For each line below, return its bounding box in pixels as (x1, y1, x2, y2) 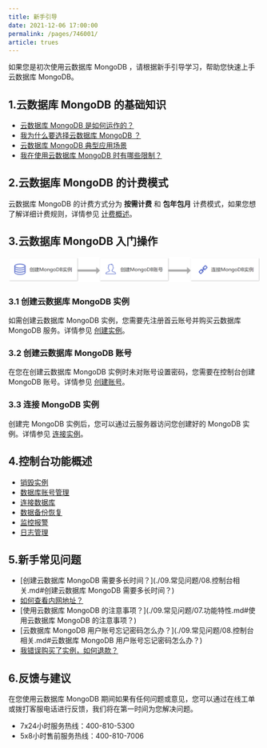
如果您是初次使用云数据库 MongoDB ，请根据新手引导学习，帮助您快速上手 (8, 62, 256, 72)
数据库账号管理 (19, 487, 70, 497)
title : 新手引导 (8, 13, 58, 21)
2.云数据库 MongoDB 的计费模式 (8, 176, 169, 190)
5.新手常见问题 (8, 553, 82, 566)
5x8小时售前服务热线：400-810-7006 (19, 731, 144, 741)
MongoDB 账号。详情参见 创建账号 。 (8, 377, 130, 387)
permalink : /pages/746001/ (8, 30, 98, 38)
